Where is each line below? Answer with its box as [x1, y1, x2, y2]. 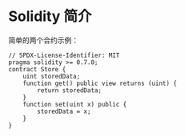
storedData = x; [37, 107, 91, 115]
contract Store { [8, 65, 66, 73]
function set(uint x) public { [22, 100, 127, 108]
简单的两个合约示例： [8, 35, 78, 45]
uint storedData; [22, 72, 81, 80]
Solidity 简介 [8, 7, 92, 26]
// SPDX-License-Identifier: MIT [8, 51, 120, 59]
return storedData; [37, 86, 103, 95]
